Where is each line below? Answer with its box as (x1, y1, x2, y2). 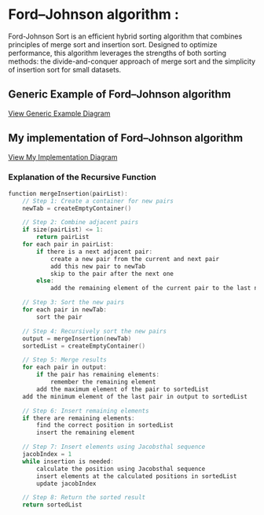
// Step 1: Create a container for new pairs (22, 197, 174, 205)
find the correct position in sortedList (36, 421, 174, 429)
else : (36, 277, 55, 285)
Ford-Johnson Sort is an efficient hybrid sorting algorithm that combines (8, 31, 243, 41)
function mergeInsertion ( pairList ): (8, 189, 128, 197)
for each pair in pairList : (22, 241, 114, 248)
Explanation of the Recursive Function (8, 171, 157, 182)
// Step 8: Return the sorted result (22, 494, 146, 502)
